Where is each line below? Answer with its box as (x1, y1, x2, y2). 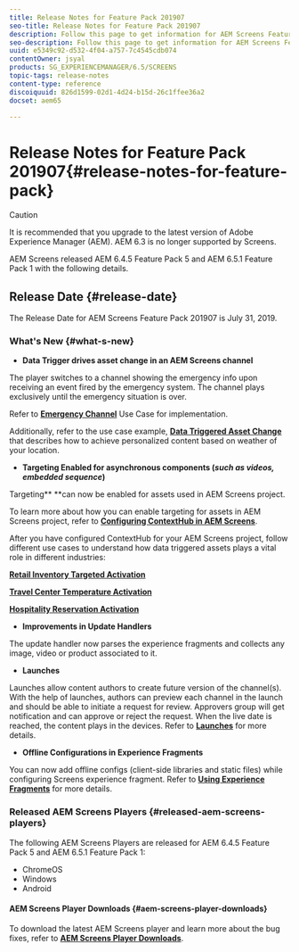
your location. (9, 445, 60, 456)
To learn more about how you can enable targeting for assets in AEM (9, 506, 261, 517)
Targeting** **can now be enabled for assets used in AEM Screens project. (9, 489, 286, 500)
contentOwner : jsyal (9, 54, 86, 63)
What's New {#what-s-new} (9, 335, 135, 348)
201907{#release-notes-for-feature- (9, 161, 287, 181)
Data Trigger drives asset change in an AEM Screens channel (21, 355, 254, 366)
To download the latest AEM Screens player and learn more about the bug (9, 923, 280, 933)
